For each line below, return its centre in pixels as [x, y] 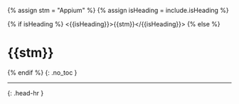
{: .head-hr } [26, 93]
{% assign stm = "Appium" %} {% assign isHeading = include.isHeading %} [118, 10]
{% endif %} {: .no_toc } [42, 72]
